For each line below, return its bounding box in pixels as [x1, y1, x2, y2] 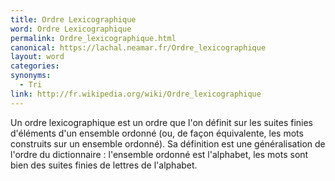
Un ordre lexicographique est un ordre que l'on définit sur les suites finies [10, 116, 313, 128]
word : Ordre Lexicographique [10, 24, 132, 34]
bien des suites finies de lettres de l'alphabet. [10, 159, 198, 171]
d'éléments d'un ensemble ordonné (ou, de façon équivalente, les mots [10, 127, 304, 139]
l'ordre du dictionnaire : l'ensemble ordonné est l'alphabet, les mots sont [10, 148, 309, 160]
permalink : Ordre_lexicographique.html [10, 33, 177, 43]
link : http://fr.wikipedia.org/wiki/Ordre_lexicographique [10, 89, 262, 99]
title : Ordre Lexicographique [10, 14, 137, 25]
